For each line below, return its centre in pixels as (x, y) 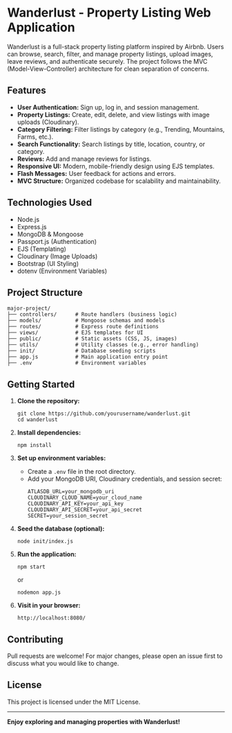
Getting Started (41, 384)
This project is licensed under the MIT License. (74, 702)
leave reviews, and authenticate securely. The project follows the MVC (107, 61)
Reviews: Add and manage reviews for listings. (84, 159)
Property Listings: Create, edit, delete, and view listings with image (113, 114)
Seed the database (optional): (61, 529)
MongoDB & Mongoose (50, 234)
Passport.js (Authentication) (57, 241)
